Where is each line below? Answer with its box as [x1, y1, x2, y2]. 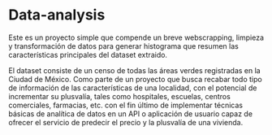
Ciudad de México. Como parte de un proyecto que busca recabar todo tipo [8, 74, 262, 84]
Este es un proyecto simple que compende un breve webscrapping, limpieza [8, 33, 265, 42]
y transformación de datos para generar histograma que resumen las [8, 41, 240, 50]
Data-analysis [8, 6, 106, 24]
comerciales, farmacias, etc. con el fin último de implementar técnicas [8, 100, 244, 110]
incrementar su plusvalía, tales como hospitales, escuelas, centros [8, 91, 231, 101]
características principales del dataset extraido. [8, 50, 168, 59]
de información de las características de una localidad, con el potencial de [8, 83, 257, 93]
